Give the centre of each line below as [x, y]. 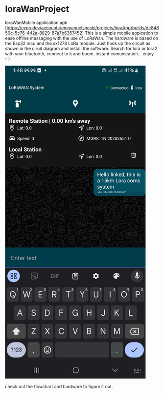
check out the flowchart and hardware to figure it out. [59, 386]
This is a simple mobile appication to [122, 33]
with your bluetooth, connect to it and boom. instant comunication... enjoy [80, 54]
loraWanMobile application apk [36, 22]
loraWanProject [37, 9]
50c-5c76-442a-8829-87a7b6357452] [45, 33]
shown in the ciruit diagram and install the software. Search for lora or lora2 [81, 48]
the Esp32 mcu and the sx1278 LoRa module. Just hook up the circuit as [78, 43]
